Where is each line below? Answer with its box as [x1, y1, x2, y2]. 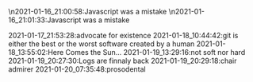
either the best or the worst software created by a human [8, 39, 195, 49]
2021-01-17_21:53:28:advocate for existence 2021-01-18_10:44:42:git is [8, 31, 239, 40]
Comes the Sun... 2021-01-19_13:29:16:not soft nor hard [65, 48, 246, 57]
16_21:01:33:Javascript [8, 15, 82, 25]
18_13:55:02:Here [8, 48, 64, 57]
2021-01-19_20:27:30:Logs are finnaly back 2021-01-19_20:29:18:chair [8, 56, 237, 65]
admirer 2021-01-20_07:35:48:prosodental [8, 64, 146, 74]
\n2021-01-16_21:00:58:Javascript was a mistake [8, 7, 167, 16]
